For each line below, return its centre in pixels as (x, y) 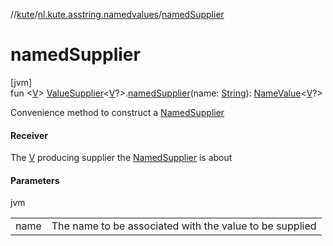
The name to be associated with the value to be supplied (184, 226)
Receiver (29, 135)
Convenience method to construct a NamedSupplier (117, 112)
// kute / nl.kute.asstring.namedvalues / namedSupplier (117, 14)
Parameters (35, 180)
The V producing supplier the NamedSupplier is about (121, 158)
